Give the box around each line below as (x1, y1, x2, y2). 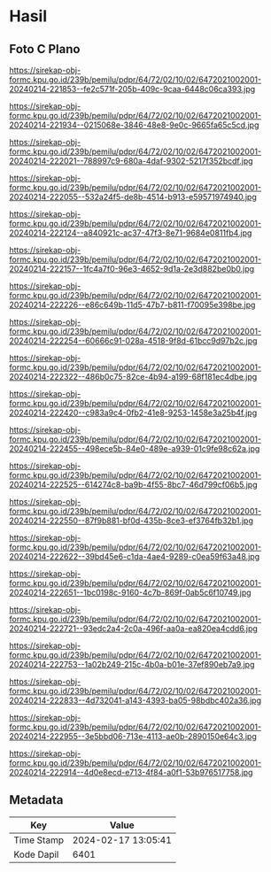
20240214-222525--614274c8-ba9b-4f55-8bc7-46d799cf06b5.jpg (9, 480, 259, 490)
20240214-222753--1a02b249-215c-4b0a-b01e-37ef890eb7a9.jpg (9, 660, 255, 669)
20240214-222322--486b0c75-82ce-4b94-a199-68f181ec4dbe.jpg (9, 372, 258, 382)
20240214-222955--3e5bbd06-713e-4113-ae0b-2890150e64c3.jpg (9, 731, 257, 741)
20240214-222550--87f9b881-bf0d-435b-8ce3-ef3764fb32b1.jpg (9, 515, 254, 526)
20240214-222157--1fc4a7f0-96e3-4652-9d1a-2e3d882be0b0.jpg (9, 264, 255, 274)
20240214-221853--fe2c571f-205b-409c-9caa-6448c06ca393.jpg (9, 84, 256, 94)
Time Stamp (13, 834, 65, 846)
